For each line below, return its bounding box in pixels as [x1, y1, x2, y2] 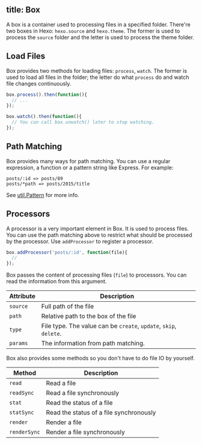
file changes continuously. [6, 80, 72, 87]
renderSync [9, 429, 40, 436]
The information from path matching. [41, 339, 145, 348]
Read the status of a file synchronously [46, 408, 156, 417]
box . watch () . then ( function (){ [6, 114, 82, 120]
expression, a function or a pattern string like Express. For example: [6, 164, 174, 171]
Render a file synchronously [46, 428, 125, 436]
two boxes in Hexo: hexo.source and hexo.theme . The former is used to [6, 27, 180, 34]
